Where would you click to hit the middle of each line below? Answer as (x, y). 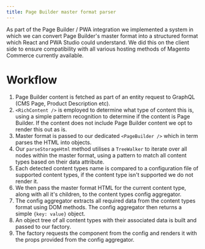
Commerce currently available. (45, 55)
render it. (27, 181)
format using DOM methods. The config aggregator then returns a (99, 207)
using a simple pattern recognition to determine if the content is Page (102, 116)
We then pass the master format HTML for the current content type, (101, 187)
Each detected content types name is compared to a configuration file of (107, 168)
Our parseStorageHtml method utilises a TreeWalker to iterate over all (101, 149)
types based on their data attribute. (60, 162)
